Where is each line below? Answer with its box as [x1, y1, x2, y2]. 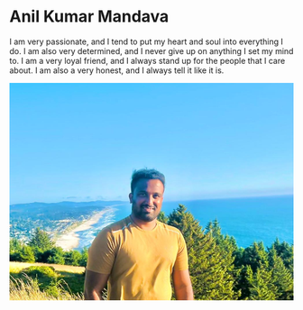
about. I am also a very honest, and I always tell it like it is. [9, 65, 225, 76]
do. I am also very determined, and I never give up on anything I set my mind [9, 45, 294, 56]
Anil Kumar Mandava [9, 6, 170, 27]
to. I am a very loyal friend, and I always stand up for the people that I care [9, 55, 286, 66]
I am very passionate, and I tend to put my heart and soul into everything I [9, 36, 284, 47]
